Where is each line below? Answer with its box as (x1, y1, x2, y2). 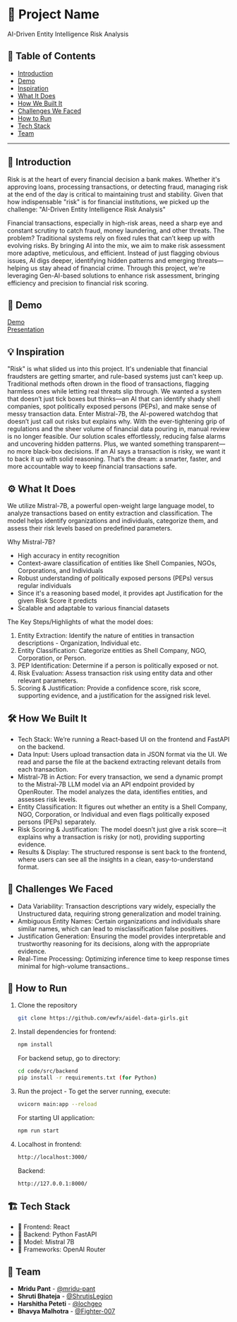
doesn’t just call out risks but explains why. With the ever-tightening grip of (7, 417, 226, 426)
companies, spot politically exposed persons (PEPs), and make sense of (7, 402, 217, 411)
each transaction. (17, 765, 69, 773)
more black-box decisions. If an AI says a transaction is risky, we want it (16, 447, 226, 456)
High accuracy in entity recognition (17, 551, 120, 560)
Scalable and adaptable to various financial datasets (17, 604, 170, 612)
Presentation (7, 325, 44, 334)
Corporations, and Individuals (17, 567, 104, 574)
